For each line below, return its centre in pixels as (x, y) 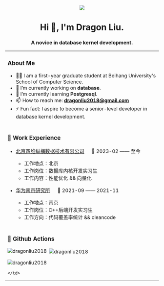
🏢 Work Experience (34, 138)
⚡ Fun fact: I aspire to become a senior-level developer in (82, 109)
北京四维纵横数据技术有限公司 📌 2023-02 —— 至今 (78, 151)
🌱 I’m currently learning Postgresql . (57, 94)
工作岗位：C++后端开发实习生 (58, 210)
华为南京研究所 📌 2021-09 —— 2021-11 (67, 190)
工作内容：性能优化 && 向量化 (58, 178)
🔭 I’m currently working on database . (58, 88)
